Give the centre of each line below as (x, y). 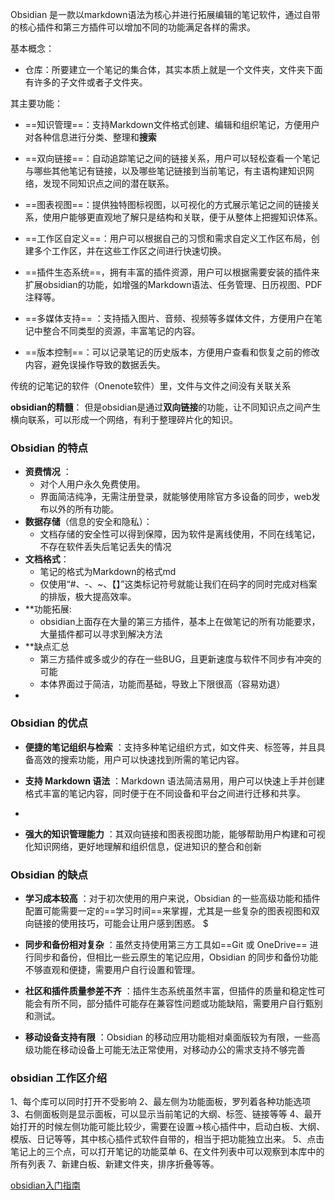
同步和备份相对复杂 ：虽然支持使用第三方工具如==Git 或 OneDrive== (166, 944)
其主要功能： (36, 103)
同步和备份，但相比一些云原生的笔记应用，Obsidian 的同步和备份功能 (175, 957)
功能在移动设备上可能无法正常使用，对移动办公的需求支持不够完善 (169, 1049)
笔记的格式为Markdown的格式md (108, 572)
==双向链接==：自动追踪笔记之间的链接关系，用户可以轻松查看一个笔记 (172, 158)
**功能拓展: (48, 609)
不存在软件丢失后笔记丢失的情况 (105, 547)
